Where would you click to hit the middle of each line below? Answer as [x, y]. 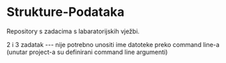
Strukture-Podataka [66, 12]
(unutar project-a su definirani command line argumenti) [87, 52]
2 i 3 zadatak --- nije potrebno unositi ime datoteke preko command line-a [113, 44]
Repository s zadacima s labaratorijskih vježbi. [73, 31]
